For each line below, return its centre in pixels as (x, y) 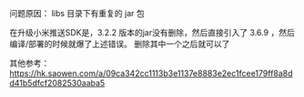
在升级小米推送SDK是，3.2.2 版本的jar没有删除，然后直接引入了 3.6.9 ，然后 (152, 33)
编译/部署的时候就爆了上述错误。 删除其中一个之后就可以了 (120, 44)
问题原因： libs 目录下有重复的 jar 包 (77, 13)
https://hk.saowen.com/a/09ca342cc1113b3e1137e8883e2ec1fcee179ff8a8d (151, 73)
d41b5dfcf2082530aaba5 (57, 83)
